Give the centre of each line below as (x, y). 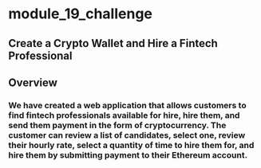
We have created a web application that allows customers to (127, 105)
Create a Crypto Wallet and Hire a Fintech (113, 43)
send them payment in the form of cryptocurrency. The (117, 125)
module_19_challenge (81, 14)
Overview (33, 82)
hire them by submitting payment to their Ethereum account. (128, 154)
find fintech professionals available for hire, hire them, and (124, 115)
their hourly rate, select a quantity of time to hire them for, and (131, 145)
